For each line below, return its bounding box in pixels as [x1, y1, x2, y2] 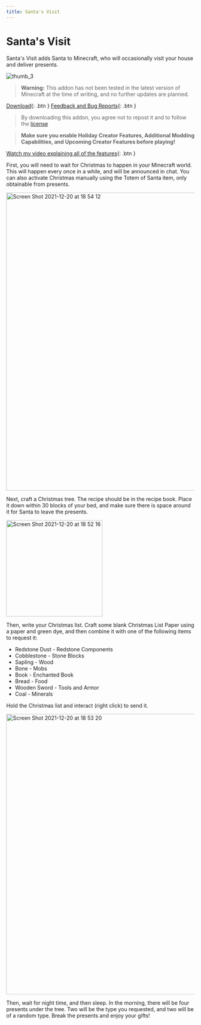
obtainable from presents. [6, 181, 70, 188]
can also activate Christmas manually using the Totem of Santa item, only [6, 174, 187, 181]
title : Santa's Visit [6, 8, 60, 15]
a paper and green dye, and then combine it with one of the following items [6, 627, 191, 635]
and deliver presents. [6, 61, 59, 68]
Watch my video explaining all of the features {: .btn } [6, 149, 136, 157]
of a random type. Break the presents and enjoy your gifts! [6, 1012, 151, 1019]
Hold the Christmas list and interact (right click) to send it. [6, 702, 148, 709]
